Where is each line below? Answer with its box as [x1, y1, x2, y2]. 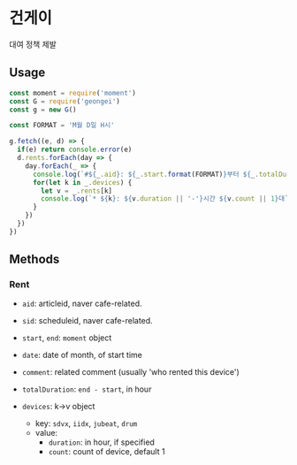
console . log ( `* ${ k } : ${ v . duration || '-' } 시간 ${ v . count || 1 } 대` [41, 194, 289, 203]
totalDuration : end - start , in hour [21, 384, 152, 394]
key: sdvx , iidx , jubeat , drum [34, 418, 138, 429]
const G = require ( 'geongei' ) [9, 96, 121, 106]
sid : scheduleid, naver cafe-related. [21, 316, 153, 326]
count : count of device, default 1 [48, 446, 165, 457]
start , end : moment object [21, 332, 112, 343]
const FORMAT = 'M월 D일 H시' [9, 121, 115, 130]
